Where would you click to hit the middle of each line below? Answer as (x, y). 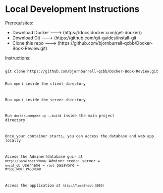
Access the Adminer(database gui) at (44, 157)
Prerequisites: (19, 23)
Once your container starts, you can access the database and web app (80, 136)
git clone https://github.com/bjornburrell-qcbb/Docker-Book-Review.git (82, 71)
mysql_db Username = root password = (42, 165)
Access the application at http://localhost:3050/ (55, 185)
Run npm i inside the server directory (45, 100)
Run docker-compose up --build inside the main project (60, 116)
